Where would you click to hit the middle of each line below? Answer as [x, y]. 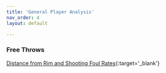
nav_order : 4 [23, 18]
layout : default [27, 23]
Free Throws [25, 50]
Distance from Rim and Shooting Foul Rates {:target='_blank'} [83, 63]
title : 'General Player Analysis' [51, 12]
